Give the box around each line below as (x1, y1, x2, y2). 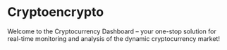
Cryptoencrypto (7, 4, 104, 20)
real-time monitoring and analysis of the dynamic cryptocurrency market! (7, 34, 221, 42)
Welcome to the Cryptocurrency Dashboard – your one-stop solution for (7, 27, 216, 35)
